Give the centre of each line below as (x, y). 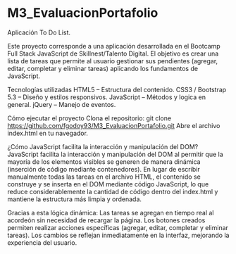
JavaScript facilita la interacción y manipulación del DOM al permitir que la (115, 154)
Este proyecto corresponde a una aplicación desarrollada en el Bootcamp (114, 46)
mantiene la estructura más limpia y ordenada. (75, 199)
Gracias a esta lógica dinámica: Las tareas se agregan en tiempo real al (111, 212)
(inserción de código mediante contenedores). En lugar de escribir (104, 169)
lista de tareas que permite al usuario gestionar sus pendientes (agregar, (113, 61)
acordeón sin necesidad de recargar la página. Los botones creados (106, 220)
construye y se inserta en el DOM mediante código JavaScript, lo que (108, 184)
